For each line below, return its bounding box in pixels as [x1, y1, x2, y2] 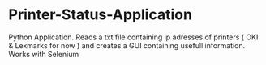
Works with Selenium [8, 49, 79, 59]
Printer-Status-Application [8, 6, 193, 24]
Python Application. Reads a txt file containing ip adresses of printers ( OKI [8, 32, 259, 42]
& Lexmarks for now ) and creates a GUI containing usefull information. [8, 40, 246, 50]
